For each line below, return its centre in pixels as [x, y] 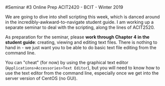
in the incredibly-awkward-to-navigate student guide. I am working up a [79, 22]
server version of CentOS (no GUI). [41, 78]
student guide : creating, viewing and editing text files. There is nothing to [81, 42]
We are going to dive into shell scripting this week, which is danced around [82, 17]
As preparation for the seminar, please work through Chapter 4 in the [77, 37]
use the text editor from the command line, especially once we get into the [82, 73]
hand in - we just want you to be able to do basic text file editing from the [81, 47]
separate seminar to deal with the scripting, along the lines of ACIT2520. [80, 27]
